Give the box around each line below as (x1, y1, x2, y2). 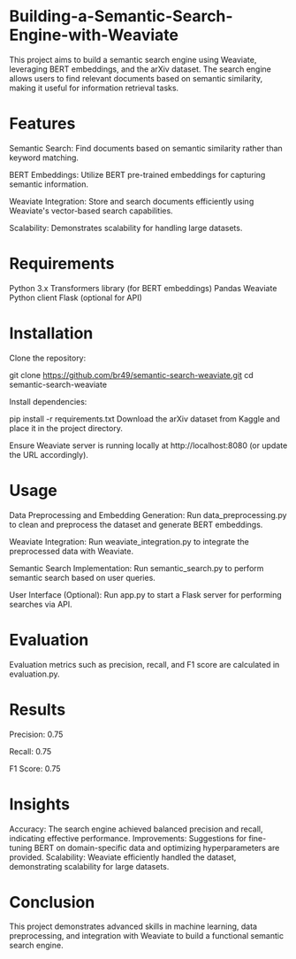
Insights (9, 794, 71, 814)
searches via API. (9, 599, 72, 609)
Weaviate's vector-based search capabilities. (9, 205, 174, 216)
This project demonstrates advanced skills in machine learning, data (9, 921, 258, 932)
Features (9, 113, 76, 134)
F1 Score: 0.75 (9, 763, 61, 774)
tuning (9, 842, 33, 853)
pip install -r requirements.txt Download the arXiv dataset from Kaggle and (9, 414, 281, 424)
